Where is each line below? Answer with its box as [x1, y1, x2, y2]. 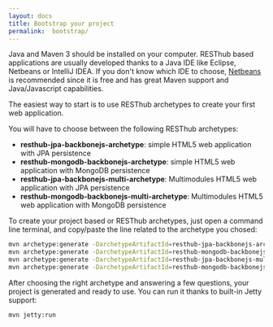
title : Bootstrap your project [8, 20, 115, 28]
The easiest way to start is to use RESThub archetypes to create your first [8, 99, 256, 110]
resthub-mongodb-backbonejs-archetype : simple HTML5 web [19, 157, 236, 167]
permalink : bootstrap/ [8, 27, 89, 35]
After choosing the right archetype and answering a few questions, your [8, 277, 249, 287]
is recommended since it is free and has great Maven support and [8, 75, 229, 85]
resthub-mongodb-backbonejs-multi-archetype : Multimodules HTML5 [19, 192, 264, 202]
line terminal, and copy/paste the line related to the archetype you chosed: [8, 225, 258, 234]
